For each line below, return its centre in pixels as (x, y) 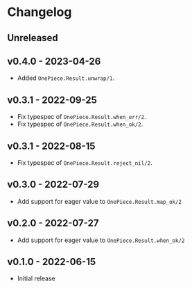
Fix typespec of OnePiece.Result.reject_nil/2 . (85, 163)
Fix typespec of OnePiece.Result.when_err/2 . (82, 117)
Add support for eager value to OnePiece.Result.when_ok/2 (101, 240)
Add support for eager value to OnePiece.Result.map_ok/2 (99, 201)
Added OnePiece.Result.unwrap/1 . (66, 78)
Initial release (36, 278)
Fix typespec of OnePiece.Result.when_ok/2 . (80, 124)
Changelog (40, 12)
